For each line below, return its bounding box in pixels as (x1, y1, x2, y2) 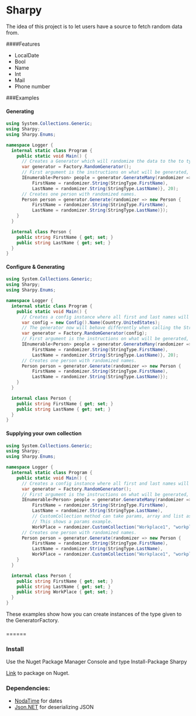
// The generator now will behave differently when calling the (21, 325, 181, 331)
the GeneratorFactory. (6, 617, 60, 624)
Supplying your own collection (6, 430, 82, 437)
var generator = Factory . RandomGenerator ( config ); (21, 330, 148, 337)
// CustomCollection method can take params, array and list (32, 513, 184, 519)
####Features (6, 40, 40, 47)
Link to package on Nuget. (6, 669, 70, 676)
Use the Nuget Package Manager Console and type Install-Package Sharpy (6, 658, 187, 665)
